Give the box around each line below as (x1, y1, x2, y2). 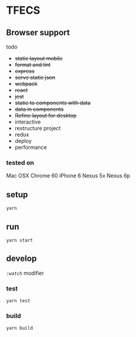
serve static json (14, 74, 55, 81)
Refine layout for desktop (14, 112, 77, 119)
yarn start (6, 237, 33, 243)
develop (6, 253, 37, 264)
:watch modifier (6, 269, 45, 277)
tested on (6, 158, 34, 167)
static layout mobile (14, 55, 63, 62)
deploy (14, 137, 32, 144)
